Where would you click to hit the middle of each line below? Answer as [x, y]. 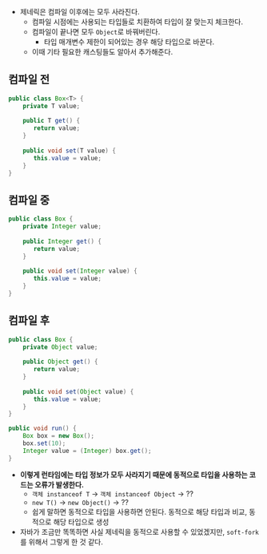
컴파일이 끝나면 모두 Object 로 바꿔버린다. [96, 32]
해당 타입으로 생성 [81, 522]
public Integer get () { [62, 241]
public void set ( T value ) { [69, 151]
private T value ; [52, 106]
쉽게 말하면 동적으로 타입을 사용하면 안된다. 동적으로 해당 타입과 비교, [139, 512]
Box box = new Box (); [58, 436]
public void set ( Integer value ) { [80, 271]
